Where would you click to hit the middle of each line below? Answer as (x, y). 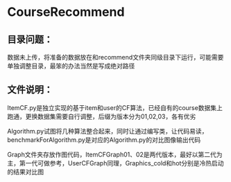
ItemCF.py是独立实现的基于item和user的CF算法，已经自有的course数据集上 (115, 107)
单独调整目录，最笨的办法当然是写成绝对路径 (71, 66)
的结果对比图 (25, 172)
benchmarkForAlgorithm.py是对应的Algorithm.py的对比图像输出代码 (104, 140)
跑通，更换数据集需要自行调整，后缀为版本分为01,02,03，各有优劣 (102, 116)
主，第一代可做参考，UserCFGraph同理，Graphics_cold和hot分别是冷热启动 (115, 163)
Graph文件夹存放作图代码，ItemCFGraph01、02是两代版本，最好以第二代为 (115, 154)
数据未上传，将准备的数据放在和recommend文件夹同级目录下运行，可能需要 (115, 57)
